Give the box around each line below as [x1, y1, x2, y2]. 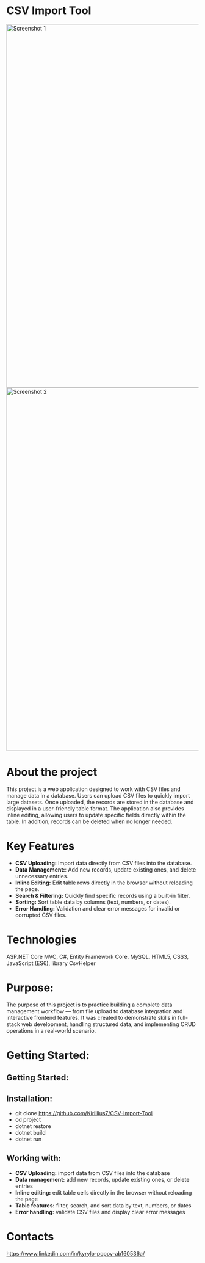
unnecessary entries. [15, 872, 69, 879]
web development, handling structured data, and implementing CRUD [21, 1021, 196, 1028]
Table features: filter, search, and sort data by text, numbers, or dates [15, 1201, 192, 1209]
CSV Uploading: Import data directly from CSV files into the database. [15, 859, 192, 867]
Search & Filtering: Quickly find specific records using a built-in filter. [15, 892, 190, 899]
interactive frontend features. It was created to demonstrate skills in [6, 1014, 177, 1021]
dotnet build [15, 1129, 46, 1137]
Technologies [6, 933, 77, 947]
